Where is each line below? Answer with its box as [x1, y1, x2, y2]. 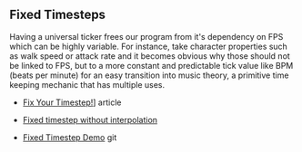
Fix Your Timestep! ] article [22, 97, 122, 108]
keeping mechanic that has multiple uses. [9, 79, 166, 90]
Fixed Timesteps [9, 7, 106, 23]
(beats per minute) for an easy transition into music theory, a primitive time [9, 70, 289, 81]
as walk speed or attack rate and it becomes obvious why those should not [9, 50, 291, 62]
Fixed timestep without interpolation [22, 114, 157, 125]
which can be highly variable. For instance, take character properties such [9, 41, 288, 52]
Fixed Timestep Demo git [22, 131, 117, 143]
